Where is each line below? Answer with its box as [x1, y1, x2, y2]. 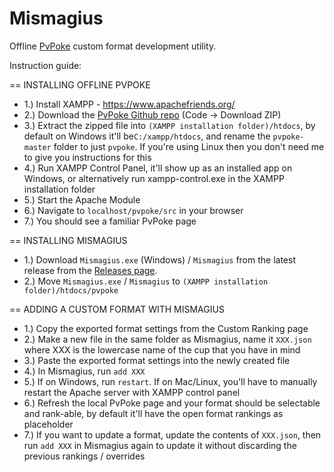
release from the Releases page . [23, 264, 158, 276]
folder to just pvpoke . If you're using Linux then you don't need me [53, 140, 325, 152]
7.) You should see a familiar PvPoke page [23, 215, 197, 227]
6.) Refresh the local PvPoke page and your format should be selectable [23, 397, 321, 409]
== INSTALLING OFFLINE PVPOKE [9, 78, 151, 91]
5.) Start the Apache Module [23, 193, 141, 206]
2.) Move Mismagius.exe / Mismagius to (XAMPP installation [23, 275, 269, 287]
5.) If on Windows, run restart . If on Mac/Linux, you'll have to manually [23, 375, 318, 387]
